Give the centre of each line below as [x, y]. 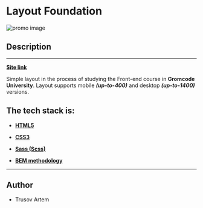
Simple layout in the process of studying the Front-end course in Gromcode [101, 79]
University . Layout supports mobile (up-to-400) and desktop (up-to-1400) [101, 85]
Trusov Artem [32, 200]
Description [29, 47]
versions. [18, 91]
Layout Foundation [54, 11]
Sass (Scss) [30, 149]
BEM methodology [39, 160]
